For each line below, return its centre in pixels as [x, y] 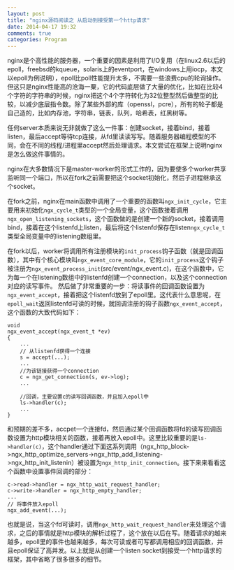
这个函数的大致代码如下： [44, 313]
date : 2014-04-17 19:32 [42, 27]
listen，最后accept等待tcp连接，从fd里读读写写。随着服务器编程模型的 [109, 136]
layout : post [26, 14]
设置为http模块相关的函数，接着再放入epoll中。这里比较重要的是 [105, 438]
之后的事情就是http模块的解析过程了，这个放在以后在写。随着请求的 [117, 533]
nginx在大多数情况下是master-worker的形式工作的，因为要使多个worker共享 [117, 169]
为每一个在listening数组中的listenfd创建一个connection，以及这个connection [117, 278]
